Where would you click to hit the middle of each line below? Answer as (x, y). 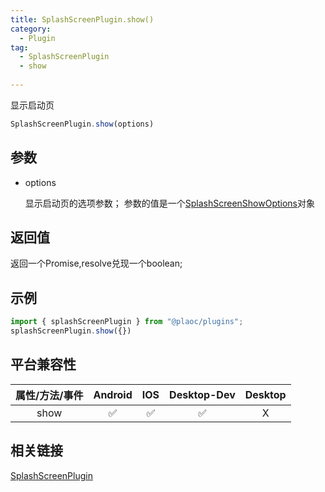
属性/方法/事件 (49, 395)
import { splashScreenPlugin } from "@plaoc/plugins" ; (127, 322)
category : (31, 29)
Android (113, 394)
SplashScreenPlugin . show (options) (82, 124)
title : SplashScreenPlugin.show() (82, 19)
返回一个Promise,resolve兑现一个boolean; (96, 263)
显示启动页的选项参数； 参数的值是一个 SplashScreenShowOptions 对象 (169, 203)
